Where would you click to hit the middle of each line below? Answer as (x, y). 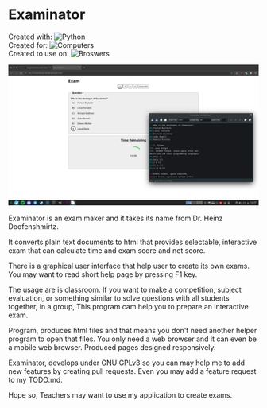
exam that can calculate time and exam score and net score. (107, 251)
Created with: (31, 37)
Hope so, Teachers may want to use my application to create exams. (120, 395)
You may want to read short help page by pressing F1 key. (103, 274)
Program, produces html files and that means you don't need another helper (133, 331)
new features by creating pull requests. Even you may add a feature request (132, 371)
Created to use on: (39, 53)
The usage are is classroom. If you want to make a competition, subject (125, 290)
